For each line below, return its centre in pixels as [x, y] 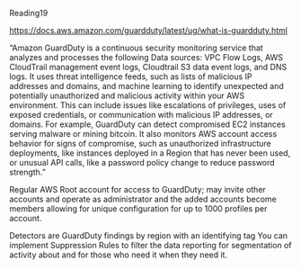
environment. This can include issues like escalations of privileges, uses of [148, 105]
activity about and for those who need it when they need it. [118, 255]
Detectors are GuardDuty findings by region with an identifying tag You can [149, 236]
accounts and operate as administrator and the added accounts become [143, 199]
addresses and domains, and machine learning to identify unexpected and [147, 86]
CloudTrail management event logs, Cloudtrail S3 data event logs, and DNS [148, 67]
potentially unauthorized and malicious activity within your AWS [127, 95]
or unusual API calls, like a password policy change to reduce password [142, 162]
